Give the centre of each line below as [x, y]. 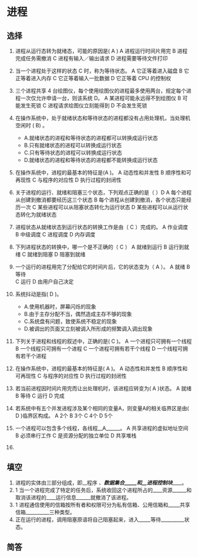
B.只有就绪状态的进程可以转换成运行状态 [73, 145]
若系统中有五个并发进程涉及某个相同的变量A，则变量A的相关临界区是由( [102, 408]
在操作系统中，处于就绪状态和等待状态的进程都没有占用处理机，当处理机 [103, 118]
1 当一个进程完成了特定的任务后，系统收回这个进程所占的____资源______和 [103, 490]
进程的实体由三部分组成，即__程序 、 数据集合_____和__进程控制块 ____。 [101, 482]
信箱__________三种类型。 [45, 512]
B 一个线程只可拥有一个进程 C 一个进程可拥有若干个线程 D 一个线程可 [99, 349]
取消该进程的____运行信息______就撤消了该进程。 [73, 497]
